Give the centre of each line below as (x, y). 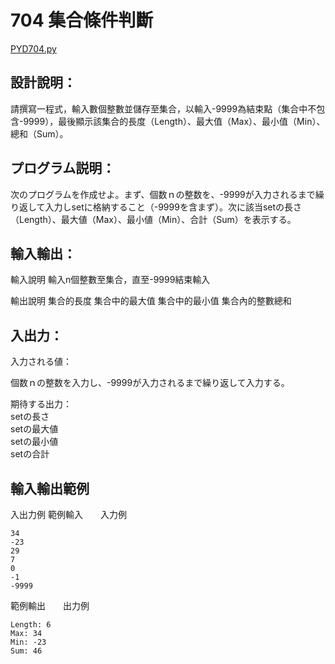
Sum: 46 (26, 651)
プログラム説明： (63, 168)
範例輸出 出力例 (50, 605)
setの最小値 (34, 442)
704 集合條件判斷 (82, 20)
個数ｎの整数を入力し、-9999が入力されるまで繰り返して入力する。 (150, 383)
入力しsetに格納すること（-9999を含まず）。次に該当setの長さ (173, 207)
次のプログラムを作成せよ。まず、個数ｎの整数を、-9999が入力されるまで (163, 194)
